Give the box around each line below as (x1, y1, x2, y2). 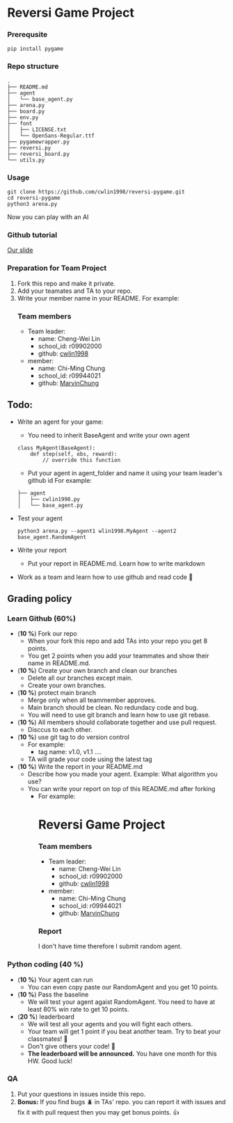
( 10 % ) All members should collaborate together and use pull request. (17, 718, 217, 726)
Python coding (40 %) (7, 959, 83, 969)
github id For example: (27, 476, 93, 484)
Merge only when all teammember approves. (27, 696, 156, 704)
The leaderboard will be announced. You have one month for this (27, 1049, 217, 1058)
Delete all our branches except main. (27, 674, 134, 683)
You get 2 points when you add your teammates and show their (27, 652, 209, 660)
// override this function (42, 456, 121, 463)
